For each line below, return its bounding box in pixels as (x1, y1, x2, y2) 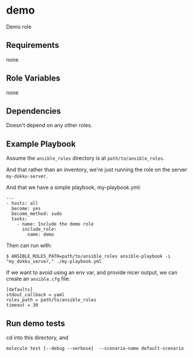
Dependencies (6, 106, 61, 116)
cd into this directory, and (6, 334, 69, 341)
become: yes (11, 205, 41, 212)
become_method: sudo (11, 211, 62, 217)
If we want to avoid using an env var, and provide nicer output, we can (6, 269, 178, 276)
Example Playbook (6, 139, 76, 149)
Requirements (6, 40, 59, 50)
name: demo (27, 231, 54, 237)
